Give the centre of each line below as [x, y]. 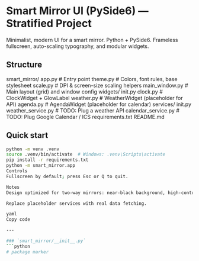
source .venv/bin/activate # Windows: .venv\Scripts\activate [86, 154]
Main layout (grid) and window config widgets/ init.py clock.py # [84, 91]
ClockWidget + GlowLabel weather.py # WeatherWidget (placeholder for [95, 98]
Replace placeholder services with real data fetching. [76, 203]
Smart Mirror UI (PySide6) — [78, 11]
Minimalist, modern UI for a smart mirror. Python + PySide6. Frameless [92, 40]
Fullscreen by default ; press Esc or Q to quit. [67, 176]
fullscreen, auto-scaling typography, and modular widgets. [78, 46]
